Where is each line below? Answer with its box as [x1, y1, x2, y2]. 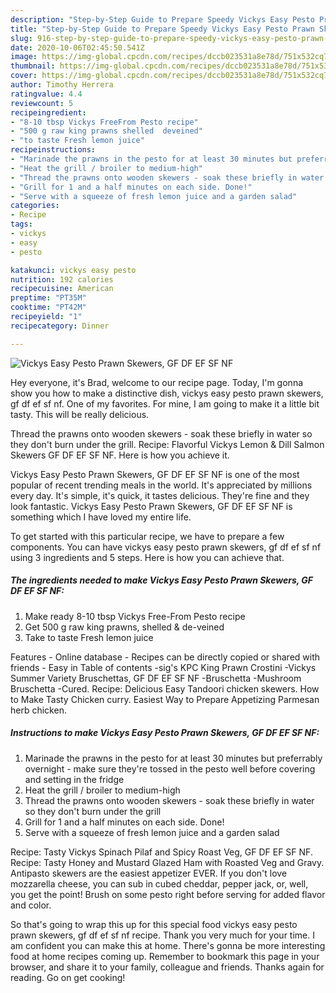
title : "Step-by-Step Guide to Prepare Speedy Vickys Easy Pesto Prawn [10, 24, 315, 34]
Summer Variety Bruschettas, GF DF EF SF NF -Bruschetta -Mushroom [10, 672, 302, 684]
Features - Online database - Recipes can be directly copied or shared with [10, 651, 321, 663]
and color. [10, 899, 52, 911]
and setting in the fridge [24, 773, 125, 785]
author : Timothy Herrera [10, 80, 114, 90]
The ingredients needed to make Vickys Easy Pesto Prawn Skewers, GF [10, 574, 314, 586]
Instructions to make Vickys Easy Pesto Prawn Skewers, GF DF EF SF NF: [10, 727, 320, 739]
